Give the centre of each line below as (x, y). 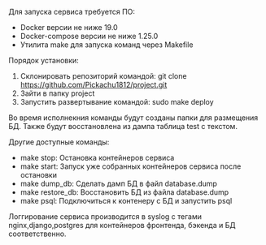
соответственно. (37, 234)
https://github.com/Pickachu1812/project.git (94, 85)
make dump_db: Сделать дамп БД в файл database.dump (119, 183)
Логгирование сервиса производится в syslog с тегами (105, 217)
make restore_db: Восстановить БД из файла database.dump (124, 192)
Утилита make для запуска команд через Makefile (107, 45)
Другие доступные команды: (59, 142)
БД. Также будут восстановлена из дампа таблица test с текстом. (123, 126)
